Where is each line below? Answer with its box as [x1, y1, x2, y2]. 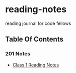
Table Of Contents [5, 35, 64, 44]
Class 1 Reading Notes [12, 62, 59, 68]
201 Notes [5, 50, 31, 57]
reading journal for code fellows [5, 20, 71, 26]
